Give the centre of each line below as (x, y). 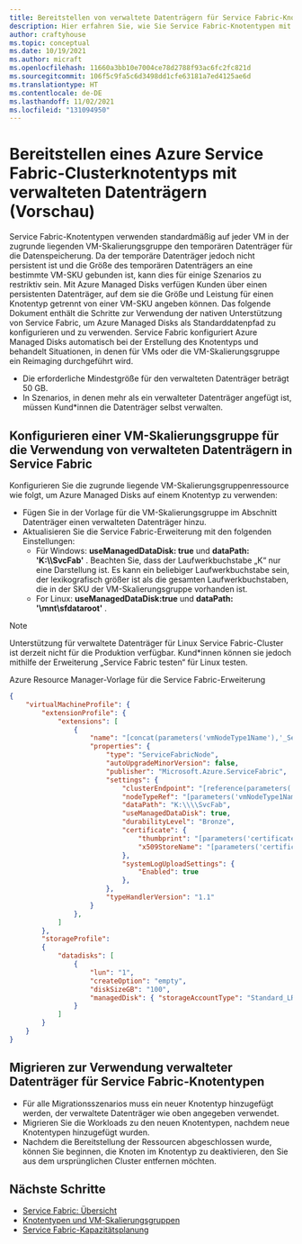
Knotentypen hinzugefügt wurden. (86, 1132)
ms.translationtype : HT (54, 85)
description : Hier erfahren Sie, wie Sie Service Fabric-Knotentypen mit (151, 26)
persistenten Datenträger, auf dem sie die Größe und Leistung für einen (142, 295)
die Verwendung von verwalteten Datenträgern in (151, 450)
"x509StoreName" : (170, 847)
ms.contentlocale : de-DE (56, 93)
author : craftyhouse (48, 34)
